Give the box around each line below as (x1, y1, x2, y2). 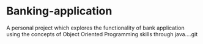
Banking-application (6, 4, 113, 18)
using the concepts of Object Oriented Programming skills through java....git (6, 30, 198, 37)
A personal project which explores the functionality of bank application (6, 24, 185, 31)
